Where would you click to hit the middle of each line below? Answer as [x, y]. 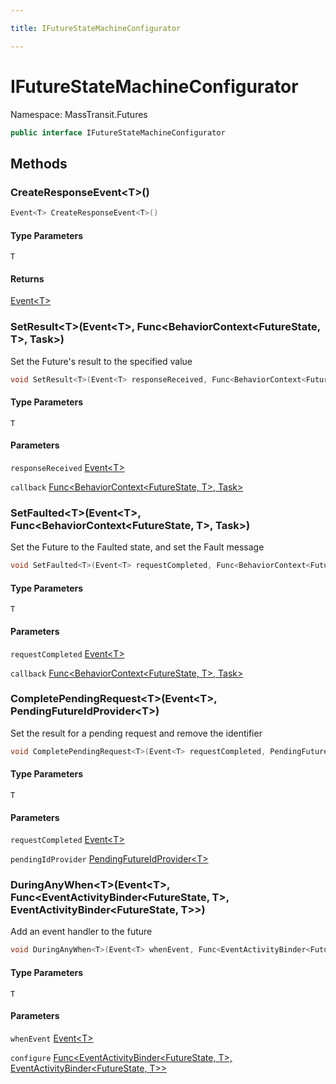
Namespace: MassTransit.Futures [79, 114]
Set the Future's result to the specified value [101, 361]
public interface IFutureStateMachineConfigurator [118, 132]
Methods [39, 163]
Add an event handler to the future [81, 932]
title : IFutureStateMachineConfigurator [96, 28]
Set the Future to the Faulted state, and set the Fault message [137, 547]
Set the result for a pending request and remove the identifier [136, 733]
